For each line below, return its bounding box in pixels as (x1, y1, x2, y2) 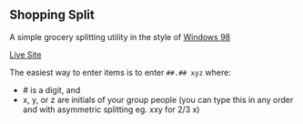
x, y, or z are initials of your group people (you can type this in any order (22, 94, 294, 105)
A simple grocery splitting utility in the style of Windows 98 (9, 31, 231, 42)
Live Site (9, 49, 42, 60)
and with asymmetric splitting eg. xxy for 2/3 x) (22, 104, 200, 115)
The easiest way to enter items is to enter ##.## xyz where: (9, 67, 232, 77)
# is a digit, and (22, 84, 81, 95)
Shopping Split (9, 7, 96, 23)
